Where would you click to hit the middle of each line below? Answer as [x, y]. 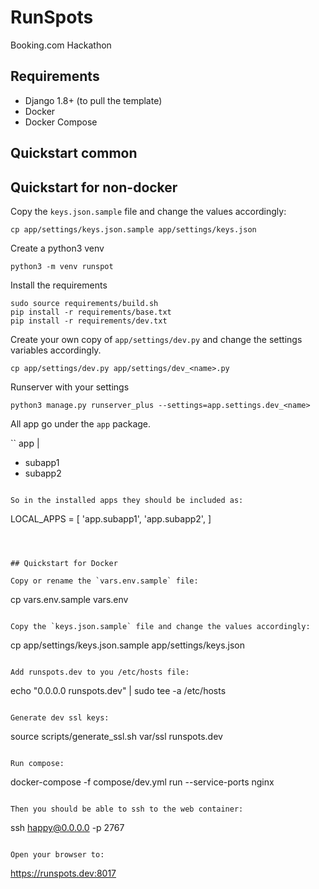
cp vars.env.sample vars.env [69, 599]
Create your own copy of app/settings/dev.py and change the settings [156, 339]
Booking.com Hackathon [61, 45]
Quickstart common [74, 153]
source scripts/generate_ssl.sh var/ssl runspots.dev [116, 736]
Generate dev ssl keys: [60, 717]
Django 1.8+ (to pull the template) [93, 100]
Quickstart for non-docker [94, 187]
